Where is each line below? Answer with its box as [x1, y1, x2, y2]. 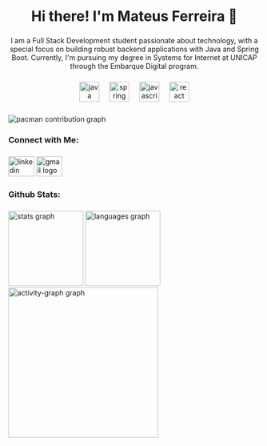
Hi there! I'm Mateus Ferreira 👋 [30, 7, 238, 26]
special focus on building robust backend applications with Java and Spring [9, 44, 260, 54]
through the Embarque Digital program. [70, 62, 199, 71]
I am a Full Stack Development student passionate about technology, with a [10, 36, 258, 46]
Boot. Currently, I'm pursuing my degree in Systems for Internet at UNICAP [11, 53, 257, 62]
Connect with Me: [8, 134, 79, 145]
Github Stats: [8, 188, 62, 199]
